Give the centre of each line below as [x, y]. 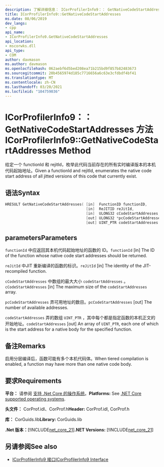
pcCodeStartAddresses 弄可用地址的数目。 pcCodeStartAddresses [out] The [79, 302]
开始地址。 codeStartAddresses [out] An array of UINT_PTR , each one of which [82, 324]
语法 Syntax [22, 193]
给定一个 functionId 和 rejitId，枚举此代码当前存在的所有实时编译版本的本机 [81, 165]
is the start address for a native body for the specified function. [69, 329]
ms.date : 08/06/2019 [26, 19]
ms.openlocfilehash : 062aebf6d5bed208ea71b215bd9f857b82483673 [71, 69]
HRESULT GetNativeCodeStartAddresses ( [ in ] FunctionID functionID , [76, 204]
